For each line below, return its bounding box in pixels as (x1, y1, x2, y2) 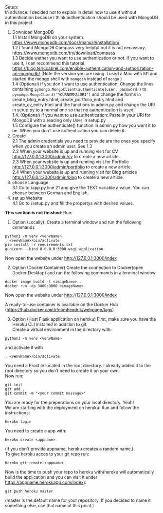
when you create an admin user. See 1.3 (12, 144, 92, 149)
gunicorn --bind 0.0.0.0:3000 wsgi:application (5, 246, 104, 251)
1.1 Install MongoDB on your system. (12, 34, 84, 40)
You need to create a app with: (5, 428, 67, 433)
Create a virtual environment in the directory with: (12, 327, 112, 332)
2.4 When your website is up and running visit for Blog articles (12, 169, 137, 175)
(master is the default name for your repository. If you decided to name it (5, 497, 151, 503)
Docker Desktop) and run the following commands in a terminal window (12, 270, 156, 275)
